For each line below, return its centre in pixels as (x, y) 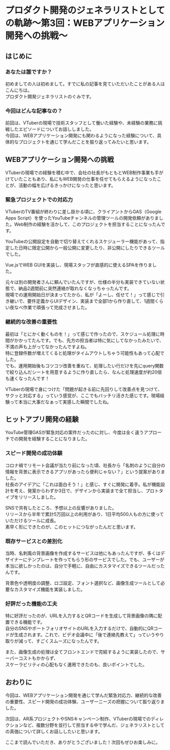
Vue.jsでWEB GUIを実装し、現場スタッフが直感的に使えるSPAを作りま (79, 265)
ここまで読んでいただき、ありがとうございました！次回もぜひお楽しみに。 (83, 742)
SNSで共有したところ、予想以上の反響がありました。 (61, 507)
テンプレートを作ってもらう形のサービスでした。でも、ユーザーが (96, 559)
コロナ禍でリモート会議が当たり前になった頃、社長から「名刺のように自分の (85, 465)
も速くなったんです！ (27, 378)
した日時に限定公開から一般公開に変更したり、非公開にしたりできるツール (87, 248)
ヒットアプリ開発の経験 (42, 419)
